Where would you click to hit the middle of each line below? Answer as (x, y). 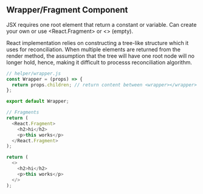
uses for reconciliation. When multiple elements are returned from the (94, 49)
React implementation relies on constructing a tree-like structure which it (98, 43)
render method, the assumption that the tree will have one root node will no (100, 56)
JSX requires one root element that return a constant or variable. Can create (101, 24)
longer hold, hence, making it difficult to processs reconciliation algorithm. (99, 62)
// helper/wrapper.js (34, 73)
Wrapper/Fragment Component (67, 10)
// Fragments (23, 113)
